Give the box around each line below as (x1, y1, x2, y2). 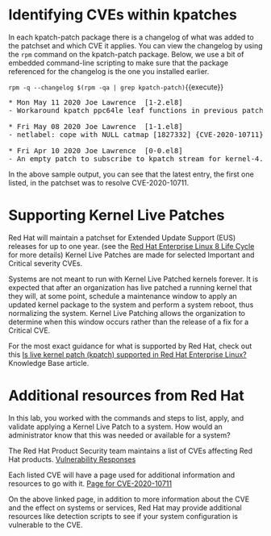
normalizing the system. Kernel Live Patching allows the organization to (8, 308, 246, 318)
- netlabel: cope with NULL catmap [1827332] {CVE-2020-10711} (8, 130, 264, 139)
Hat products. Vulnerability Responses (8, 454, 136, 464)
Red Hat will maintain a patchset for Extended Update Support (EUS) (8, 232, 236, 243)
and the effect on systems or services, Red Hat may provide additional (8, 502, 242, 513)
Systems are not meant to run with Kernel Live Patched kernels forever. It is (8, 274, 259, 284)
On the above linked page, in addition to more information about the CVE (8, 494, 250, 504)
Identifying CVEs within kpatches (8, 6, 238, 24)
